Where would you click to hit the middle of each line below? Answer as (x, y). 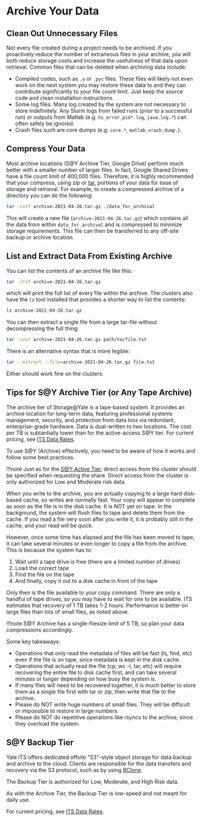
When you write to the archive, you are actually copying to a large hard (94, 493)
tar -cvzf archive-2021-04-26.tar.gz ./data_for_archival (80, 206)
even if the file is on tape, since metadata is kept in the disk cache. (98, 659)
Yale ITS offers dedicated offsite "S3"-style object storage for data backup (99, 757)
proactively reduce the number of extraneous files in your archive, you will (99, 54)
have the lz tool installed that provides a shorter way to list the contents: (96, 300)
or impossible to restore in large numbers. (67, 711)
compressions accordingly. (40, 630)
